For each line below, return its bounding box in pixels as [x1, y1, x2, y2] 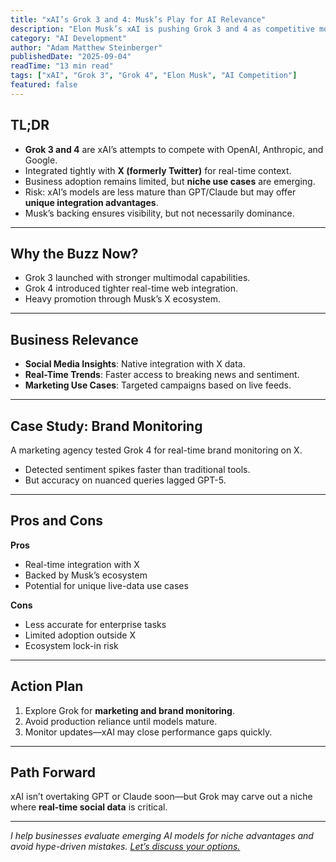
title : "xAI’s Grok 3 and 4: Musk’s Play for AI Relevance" [10, 14, 267, 25]
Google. [24, 154, 58, 166]
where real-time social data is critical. [10, 801, 168, 813]
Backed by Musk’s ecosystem [24, 569, 148, 581]
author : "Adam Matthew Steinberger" [10, 42, 163, 53]
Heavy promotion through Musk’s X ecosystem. [24, 293, 221, 305]
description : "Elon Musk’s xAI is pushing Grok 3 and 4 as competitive [10, 24, 315, 34]
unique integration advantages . [24, 196, 159, 208]
